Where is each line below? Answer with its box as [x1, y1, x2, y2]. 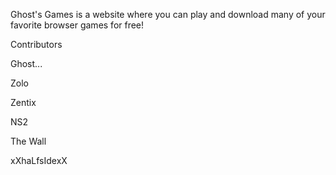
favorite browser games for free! [10, 19, 145, 31]
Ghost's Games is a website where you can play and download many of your [10, 9, 326, 20]
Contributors [10, 39, 63, 50]
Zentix [10, 97, 37, 108]
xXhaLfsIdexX [10, 155, 68, 166]
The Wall [10, 135, 47, 147]
